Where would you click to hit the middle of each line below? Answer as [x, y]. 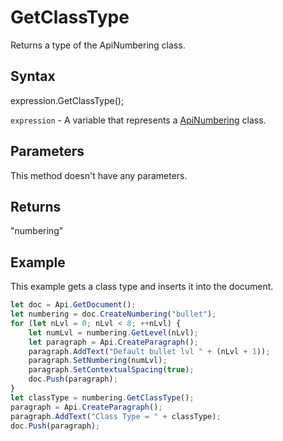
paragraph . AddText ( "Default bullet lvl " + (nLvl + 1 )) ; [149, 351]
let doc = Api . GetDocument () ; [73, 305]
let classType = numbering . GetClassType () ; [102, 397]
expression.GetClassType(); [67, 100]
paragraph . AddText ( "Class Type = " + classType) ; [116, 416]
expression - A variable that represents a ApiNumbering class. [138, 120]
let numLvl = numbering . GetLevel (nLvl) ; [113, 332]
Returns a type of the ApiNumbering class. [98, 45]
